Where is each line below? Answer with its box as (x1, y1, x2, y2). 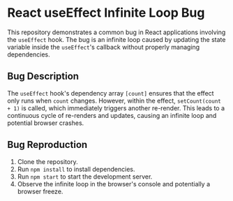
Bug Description (7, 70, 79, 82)
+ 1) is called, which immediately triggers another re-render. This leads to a (7, 103, 225, 112)
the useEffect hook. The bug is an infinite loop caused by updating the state (7, 35, 226, 43)
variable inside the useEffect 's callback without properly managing (7, 43, 200, 51)
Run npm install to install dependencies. (17, 165, 135, 173)
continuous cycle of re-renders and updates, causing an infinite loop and (7, 111, 217, 119)
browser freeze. (17, 187, 63, 195)
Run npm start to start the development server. (17, 172, 153, 181)
